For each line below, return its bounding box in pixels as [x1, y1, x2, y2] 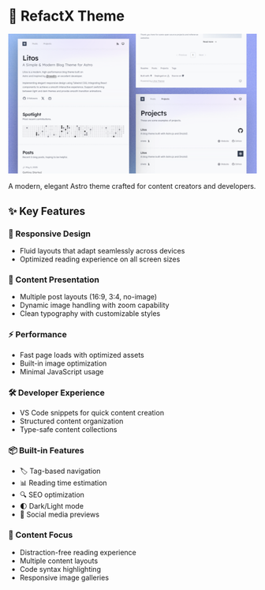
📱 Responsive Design [8, 228, 91, 239]
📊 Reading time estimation [19, 478, 108, 488]
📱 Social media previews [19, 509, 100, 520]
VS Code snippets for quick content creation [19, 408, 164, 418]
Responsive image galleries [19, 573, 109, 582]
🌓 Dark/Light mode [19, 502, 84, 511]
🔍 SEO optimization [19, 490, 85, 500]
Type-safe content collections [19, 425, 118, 434]
